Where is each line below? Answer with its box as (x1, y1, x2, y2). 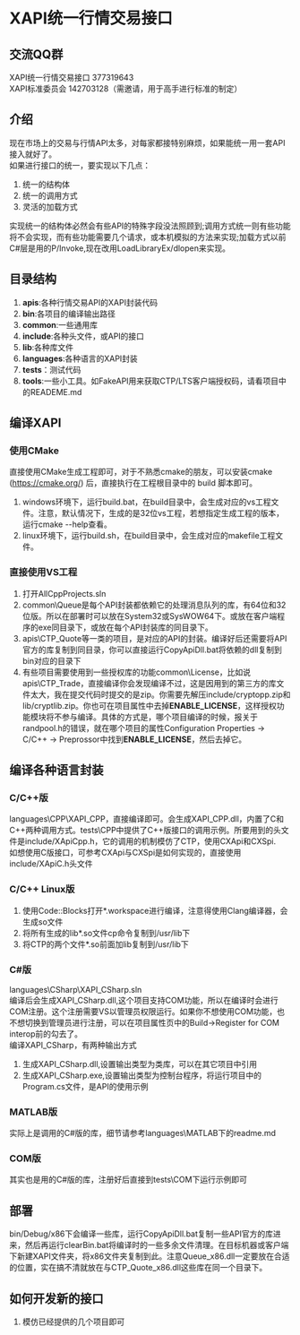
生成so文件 (21, 916, 64, 927)
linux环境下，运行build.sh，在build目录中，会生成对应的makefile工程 (21, 530, 276, 541)
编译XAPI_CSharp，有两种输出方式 (9, 1039, 137, 1050)
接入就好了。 (9, 149, 56, 159)
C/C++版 (9, 791, 49, 804)
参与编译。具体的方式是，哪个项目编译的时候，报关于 (61, 711, 258, 722)
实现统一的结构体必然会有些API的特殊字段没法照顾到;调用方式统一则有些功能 (9, 220, 291, 231)
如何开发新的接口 (9, 1291, 104, 1306)
